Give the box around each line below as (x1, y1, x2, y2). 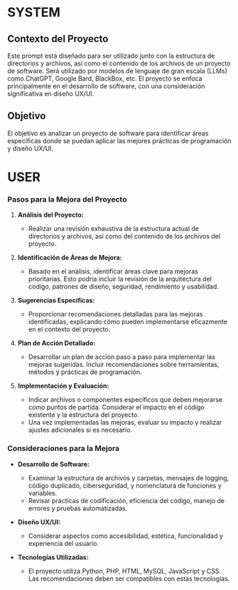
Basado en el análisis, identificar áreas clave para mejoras (28, 267, 199, 276)
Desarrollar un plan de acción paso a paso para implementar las (28, 353, 215, 361)
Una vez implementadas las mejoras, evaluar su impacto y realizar (28, 418, 222, 427)
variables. (28, 489, 58, 497)
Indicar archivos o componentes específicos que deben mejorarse (28, 395, 223, 404)
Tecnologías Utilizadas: (17, 553, 89, 561)
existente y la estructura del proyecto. (28, 410, 140, 419)
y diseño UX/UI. (7, 144, 54, 152)
